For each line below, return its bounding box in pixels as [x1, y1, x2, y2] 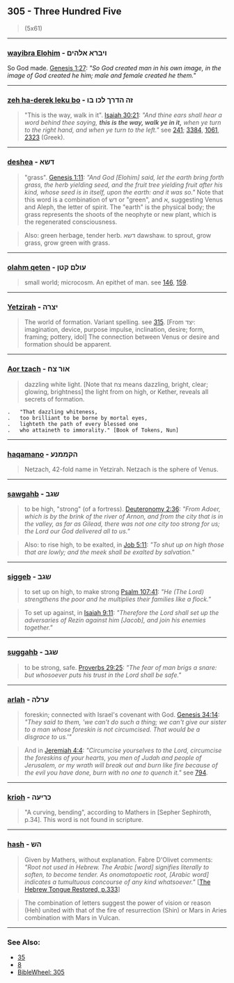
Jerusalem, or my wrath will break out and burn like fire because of [24, 761, 218, 770]
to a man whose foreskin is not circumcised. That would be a [24, 725, 201, 734]
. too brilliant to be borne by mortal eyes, [7, 414, 148, 421]
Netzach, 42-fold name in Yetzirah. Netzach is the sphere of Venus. [24, 465, 219, 473]
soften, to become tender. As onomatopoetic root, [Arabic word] [24, 870, 209, 878]
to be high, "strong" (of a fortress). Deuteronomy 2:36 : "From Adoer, [24, 505, 221, 513]
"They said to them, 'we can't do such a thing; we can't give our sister [24, 718, 226, 726]
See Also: [7, 937, 40, 947]
